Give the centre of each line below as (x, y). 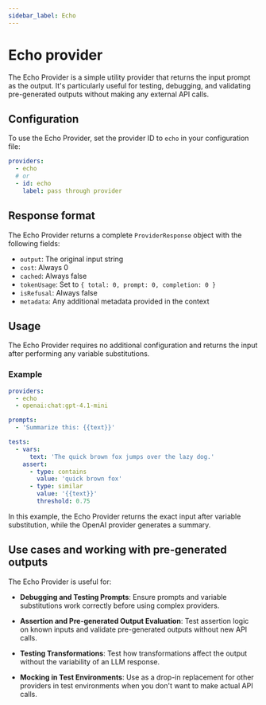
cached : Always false (53, 276)
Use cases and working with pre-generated (118, 550)
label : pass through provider (73, 191)
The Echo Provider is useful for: (60, 582)
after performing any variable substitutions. (79, 354)
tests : (19, 442)
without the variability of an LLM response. (90, 661)
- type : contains (58, 472)
